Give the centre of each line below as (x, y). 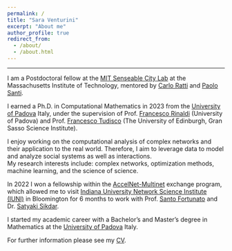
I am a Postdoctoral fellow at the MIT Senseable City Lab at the (97, 78)
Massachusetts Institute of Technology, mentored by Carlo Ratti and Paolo (113, 85)
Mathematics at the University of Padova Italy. (72, 227)
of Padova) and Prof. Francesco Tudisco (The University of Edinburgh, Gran (115, 121)
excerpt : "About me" (37, 26)
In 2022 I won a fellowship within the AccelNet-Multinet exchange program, (115, 184)
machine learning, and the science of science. (73, 170)
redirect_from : (29, 39)
